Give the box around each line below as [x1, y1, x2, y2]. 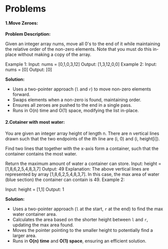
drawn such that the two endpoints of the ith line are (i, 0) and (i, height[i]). [5, 135, 160, 141]
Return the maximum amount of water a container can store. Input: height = [5, 160, 162, 167]
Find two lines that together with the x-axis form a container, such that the [5, 145, 159, 151]
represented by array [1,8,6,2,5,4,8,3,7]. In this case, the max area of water [5, 171, 160, 177]
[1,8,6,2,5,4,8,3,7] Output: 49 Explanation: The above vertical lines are [5, 165, 149, 172]
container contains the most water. [5, 150, 77, 156]
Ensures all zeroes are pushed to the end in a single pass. [12, 102, 132, 108]
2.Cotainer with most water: [5, 119, 65, 125]
